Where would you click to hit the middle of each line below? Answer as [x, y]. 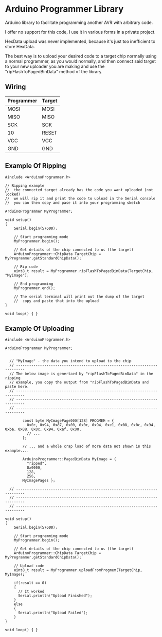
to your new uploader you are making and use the [55, 66]
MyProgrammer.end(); [35, 288]
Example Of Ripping [36, 166]
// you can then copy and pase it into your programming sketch [72, 203]
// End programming [34, 284]
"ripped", [37, 464]
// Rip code [26, 267]
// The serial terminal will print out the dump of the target [79, 297]
